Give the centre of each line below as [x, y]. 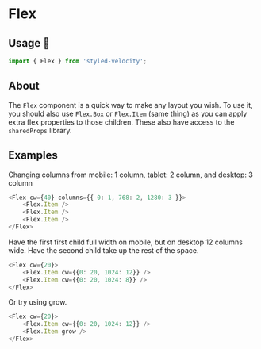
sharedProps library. [40, 130]
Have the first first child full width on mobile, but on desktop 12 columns [126, 242]
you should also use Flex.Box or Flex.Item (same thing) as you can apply [128, 113]
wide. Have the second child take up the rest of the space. [104, 250]
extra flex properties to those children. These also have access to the [121, 122]
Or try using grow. [38, 302]
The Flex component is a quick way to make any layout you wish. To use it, [130, 105]
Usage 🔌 [29, 43]
